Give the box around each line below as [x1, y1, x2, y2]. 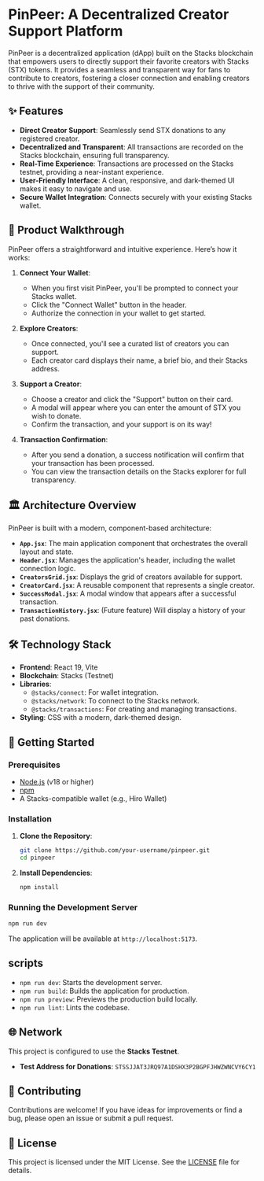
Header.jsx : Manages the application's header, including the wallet [19, 555, 236, 565]
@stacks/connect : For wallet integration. [31, 688, 159, 697]
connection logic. [19, 564, 76, 574]
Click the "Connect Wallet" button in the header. [31, 300, 187, 309]
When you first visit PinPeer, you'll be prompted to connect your [31, 283, 239, 293]
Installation [8, 813, 53, 824]
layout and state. [19, 547, 74, 556]
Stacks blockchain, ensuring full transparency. [19, 150, 170, 160]
